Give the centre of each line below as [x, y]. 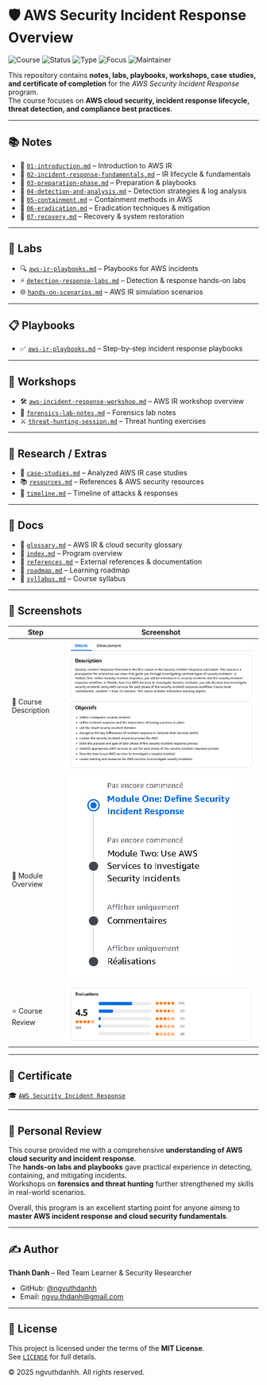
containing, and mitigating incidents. [68, 1176]
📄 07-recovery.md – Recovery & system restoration [102, 216]
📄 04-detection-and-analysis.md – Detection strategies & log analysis [133, 191]
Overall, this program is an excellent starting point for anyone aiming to [124, 1208]
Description [31, 710]
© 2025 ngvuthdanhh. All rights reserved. [77, 1371]
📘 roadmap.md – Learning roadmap [75, 570]
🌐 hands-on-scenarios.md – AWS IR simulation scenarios [111, 292]
